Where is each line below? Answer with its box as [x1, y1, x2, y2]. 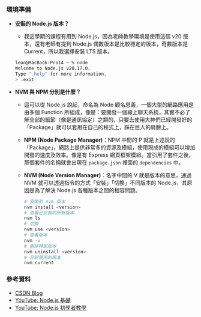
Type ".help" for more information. [14, 71, 107, 77]
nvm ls [23, 215, 41, 222]
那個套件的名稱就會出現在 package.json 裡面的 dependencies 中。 [23, 158, 184, 166]
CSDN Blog [14, 289, 43, 297]
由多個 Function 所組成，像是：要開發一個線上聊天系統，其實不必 [23, 108, 185, 115]
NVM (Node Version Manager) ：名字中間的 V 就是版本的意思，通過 [23, 171, 192, 178]
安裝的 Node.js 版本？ [14, 20, 70, 28]
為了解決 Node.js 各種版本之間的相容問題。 [34, 186, 141, 193]
